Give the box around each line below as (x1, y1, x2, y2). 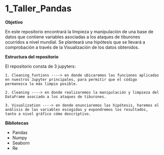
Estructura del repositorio (5, 53, 59, 59)
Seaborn (12, 140, 30, 146)
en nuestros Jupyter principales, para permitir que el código (5, 77, 137, 82)
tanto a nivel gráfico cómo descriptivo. (5, 111, 91, 116)
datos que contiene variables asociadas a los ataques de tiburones (5, 34, 140, 40)
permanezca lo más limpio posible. (5, 81, 78, 86)
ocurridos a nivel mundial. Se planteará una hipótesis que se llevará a (5, 39, 146, 45)
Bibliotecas (5, 120, 28, 126)
